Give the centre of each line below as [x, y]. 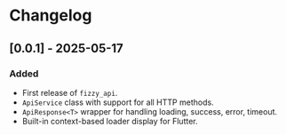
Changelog [51, 16]
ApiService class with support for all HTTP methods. [118, 102]
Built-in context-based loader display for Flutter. [110, 121]
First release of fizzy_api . [70, 92]
